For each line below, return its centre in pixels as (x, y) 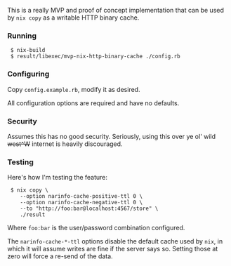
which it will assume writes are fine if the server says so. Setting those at (113, 249)
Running (22, 36)
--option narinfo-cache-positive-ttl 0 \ (81, 197)
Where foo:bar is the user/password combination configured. (96, 228)
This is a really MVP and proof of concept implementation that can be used (116, 10)
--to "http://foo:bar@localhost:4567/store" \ (89, 209)
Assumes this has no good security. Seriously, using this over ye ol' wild (112, 136)
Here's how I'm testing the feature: (57, 178)
